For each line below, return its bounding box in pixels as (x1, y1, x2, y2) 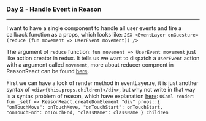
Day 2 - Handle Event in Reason (6, 5, 102, 13)
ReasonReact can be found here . (6, 68, 90, 75)
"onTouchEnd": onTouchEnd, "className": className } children (6, 109, 169, 116)
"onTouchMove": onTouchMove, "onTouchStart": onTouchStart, (6, 105, 164, 111)
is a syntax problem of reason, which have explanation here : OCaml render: (6, 92, 196, 100)
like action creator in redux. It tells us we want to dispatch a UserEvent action (6, 54, 200, 62)
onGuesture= (167, 32, 199, 38)
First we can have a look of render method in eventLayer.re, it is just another (6, 79, 199, 87)
